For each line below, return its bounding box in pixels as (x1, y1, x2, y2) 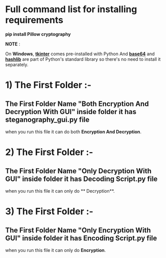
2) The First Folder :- (5, 146, 94, 158)
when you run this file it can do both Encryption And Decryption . (5, 128, 142, 135)
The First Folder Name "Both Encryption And (5, 99, 149, 108)
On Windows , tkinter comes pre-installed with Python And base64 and (5, 51, 155, 57)
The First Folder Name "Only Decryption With (5, 166, 152, 175)
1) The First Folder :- (5, 80, 92, 91)
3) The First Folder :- (5, 206, 94, 217)
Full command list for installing (5, 4, 138, 15)
